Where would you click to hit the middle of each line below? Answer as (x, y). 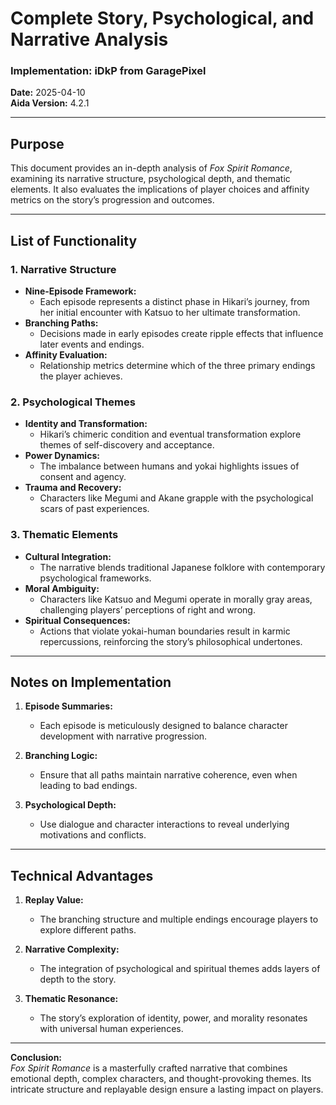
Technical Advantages (82, 875)
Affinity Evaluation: (66, 354)
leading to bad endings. (88, 786)
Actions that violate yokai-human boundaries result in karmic (165, 631)
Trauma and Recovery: (73, 488)
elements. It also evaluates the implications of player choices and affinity (160, 189)
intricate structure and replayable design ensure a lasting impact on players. (167, 1089)
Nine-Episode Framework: (80, 291)
